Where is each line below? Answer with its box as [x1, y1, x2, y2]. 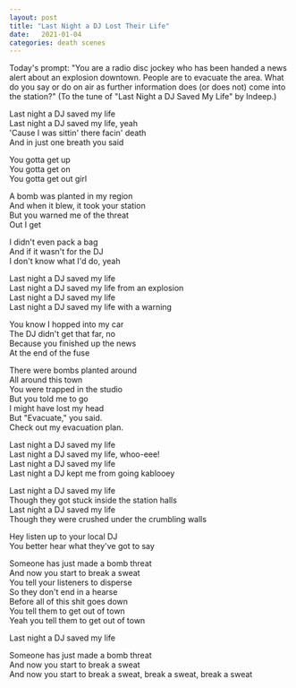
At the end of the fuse [9, 348, 90, 358]
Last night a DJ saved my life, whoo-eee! [9, 449, 160, 460]
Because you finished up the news [9, 338, 137, 349]
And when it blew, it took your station [9, 201, 146, 211]
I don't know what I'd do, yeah [9, 256, 121, 267]
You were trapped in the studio [9, 384, 123, 395]
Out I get [9, 219, 42, 230]
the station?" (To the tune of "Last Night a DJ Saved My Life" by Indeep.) [9, 91, 277, 102]
